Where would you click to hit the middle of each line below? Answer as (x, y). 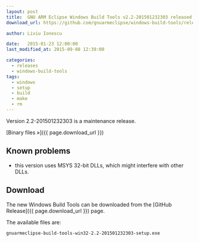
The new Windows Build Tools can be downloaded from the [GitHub (89, 204)
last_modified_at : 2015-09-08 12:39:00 (55, 50)
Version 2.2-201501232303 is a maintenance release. (71, 121)
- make (20, 99)
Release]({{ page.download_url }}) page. (55, 211)
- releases (25, 66)
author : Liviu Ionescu (34, 33)
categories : (21, 60)
